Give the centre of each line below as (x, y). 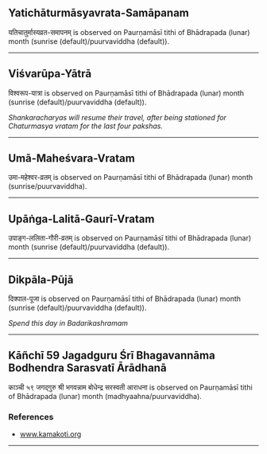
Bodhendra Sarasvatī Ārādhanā (87, 368)
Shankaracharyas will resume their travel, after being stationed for (117, 117)
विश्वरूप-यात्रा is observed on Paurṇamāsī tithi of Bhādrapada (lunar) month (126, 93)
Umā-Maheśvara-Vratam (72, 159)
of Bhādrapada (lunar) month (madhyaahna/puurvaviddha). (105, 396)
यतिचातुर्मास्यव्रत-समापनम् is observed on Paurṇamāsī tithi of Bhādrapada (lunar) (129, 32)
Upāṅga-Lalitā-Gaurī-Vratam (81, 219)
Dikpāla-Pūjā (41, 279)
